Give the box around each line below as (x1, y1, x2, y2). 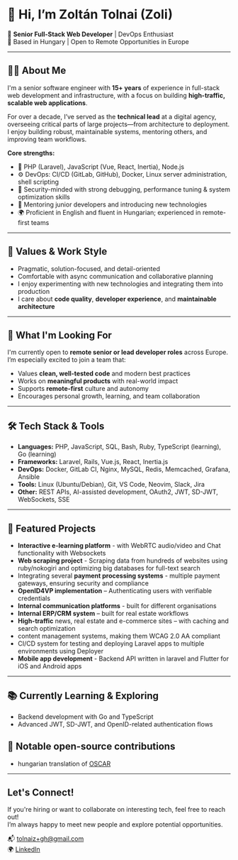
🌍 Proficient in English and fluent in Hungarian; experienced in (17, 208, 201, 216)
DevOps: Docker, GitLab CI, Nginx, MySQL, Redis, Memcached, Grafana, (17, 465, 230, 474)
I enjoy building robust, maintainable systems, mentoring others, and (7, 127, 208, 136)
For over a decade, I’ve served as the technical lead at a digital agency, (7, 112, 217, 121)
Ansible (17, 473, 40, 481)
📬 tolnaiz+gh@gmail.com (7, 834, 84, 843)
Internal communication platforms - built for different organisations (17, 602, 217, 610)
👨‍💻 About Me (7, 65, 67, 77)
